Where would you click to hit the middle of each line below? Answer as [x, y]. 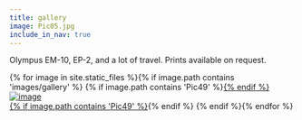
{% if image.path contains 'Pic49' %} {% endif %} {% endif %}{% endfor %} [151, 106]
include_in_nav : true [50, 34]
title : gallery [38, 18]
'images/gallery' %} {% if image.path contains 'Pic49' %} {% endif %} [140, 88]
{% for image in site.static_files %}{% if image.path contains [122, 78]
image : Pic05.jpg [42, 26]
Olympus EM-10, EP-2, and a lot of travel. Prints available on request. [138, 60]
